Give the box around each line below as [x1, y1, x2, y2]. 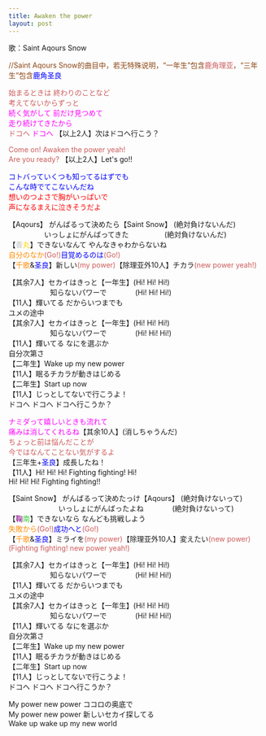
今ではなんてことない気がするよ [8, 446, 116, 456]
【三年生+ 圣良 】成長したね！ [8, 457, 107, 467]
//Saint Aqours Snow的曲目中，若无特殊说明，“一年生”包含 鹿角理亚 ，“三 [8, 60, 251, 70]
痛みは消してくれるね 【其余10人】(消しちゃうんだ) [8, 426, 177, 436]
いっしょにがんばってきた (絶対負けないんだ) [43, 229, 227, 239]
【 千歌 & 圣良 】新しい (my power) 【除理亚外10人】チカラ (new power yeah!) [8, 259, 258, 269]
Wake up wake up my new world [8, 718, 118, 728]
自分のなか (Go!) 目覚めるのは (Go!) [8, 250, 121, 259]
